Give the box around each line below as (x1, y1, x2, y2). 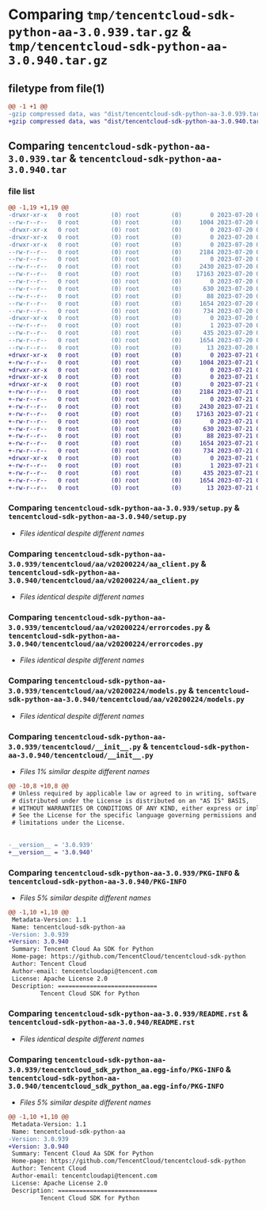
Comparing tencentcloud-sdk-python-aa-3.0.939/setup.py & (8, 502, 240, 513)
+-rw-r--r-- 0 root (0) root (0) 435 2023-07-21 (8, 469, 253, 477)
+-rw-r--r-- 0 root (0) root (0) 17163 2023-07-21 (8, 410, 253, 418)
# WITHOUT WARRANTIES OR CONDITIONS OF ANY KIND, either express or (11, 804, 243, 812)
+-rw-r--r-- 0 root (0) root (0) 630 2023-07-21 (8, 425, 253, 433)
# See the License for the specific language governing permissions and (11, 811, 257, 819)
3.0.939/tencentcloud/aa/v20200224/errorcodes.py (8, 623, 203, 632)
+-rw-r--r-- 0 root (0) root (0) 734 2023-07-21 (8, 447, 253, 455)
